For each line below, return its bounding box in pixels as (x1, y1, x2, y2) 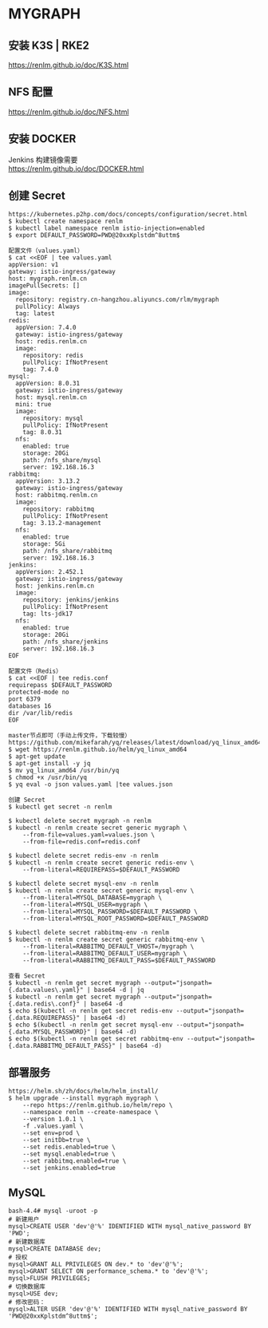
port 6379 (8, 695, 41, 703)
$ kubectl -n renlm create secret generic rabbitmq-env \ (8, 935, 205, 944)
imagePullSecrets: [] (8, 282, 81, 290)
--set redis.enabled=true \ (22, 1143, 116, 1152)
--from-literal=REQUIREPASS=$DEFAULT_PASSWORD (22, 866, 180, 874)
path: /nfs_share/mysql (22, 457, 102, 464)
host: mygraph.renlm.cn (8, 275, 88, 283)
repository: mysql (22, 414, 84, 423)
